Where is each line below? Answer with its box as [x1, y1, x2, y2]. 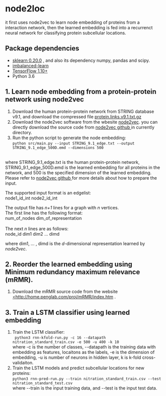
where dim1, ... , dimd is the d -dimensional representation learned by [5, 241, 145, 247]
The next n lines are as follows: [5, 226, 68, 232]
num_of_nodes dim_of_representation [5, 215, 82, 221]
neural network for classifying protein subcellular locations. [5, 30, 126, 36]
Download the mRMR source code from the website [12, 289, 118, 295]
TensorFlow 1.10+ [12, 68, 48, 74]
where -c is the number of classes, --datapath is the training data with [12, 344, 156, 350]
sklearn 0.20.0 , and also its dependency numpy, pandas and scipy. [12, 57, 150, 63]
